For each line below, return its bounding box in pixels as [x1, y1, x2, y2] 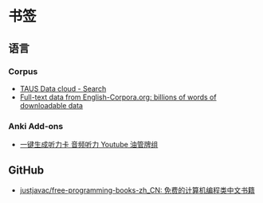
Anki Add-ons [8, 120, 64, 131]
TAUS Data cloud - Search [19, 84, 107, 93]
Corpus [8, 65, 38, 76]
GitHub [8, 163, 45, 177]
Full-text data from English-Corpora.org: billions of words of [19, 92, 217, 102]
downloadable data [19, 100, 84, 110]
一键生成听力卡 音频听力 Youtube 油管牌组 [19, 140, 159, 150]
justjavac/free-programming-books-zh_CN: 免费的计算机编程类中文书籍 [19, 185, 255, 195]
